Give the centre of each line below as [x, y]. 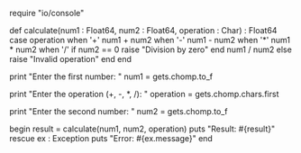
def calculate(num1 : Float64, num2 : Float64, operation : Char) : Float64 [143, 30]
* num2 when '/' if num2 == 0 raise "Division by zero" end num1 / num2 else [151, 49]
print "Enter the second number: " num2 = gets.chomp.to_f [119, 111]
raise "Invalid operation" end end [71, 59]
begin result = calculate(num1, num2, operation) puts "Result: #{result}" [142, 129]
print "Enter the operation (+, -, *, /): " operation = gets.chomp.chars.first [144, 94]
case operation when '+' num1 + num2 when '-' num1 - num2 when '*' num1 [150, 40]
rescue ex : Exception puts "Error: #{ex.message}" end [111, 138]
